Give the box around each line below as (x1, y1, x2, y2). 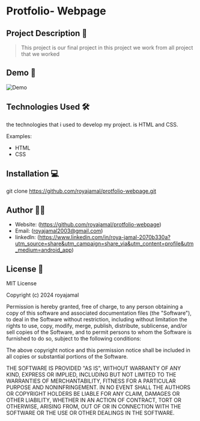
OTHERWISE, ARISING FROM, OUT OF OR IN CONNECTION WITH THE (6, 403, 181, 410)
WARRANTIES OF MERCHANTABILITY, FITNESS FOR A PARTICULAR (6, 377, 176, 385)
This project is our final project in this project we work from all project (20, 44, 193, 51)
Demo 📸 (6, 68, 36, 78)
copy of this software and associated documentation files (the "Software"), (6, 309, 192, 317)
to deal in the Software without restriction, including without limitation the (6, 316, 187, 323)
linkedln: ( (14, 234, 40, 241)
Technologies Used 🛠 (6, 102, 90, 112)
